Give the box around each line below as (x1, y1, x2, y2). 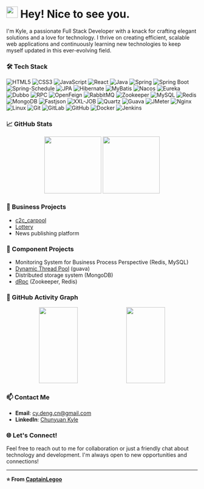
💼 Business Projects (6, 203, 67, 211)
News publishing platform (15, 229, 80, 237)
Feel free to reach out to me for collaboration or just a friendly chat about (6, 445, 189, 453)
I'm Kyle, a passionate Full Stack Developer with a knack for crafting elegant (6, 27, 197, 35)
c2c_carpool (15, 217, 47, 224)
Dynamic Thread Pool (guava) (15, 265, 90, 272)
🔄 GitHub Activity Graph (6, 293, 78, 302)
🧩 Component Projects (6, 244, 74, 253)
